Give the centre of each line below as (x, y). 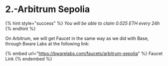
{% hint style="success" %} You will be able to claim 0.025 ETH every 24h (82, 23)
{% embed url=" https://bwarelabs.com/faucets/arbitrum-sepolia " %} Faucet (84, 53)
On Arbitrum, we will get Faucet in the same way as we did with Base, (77, 38)
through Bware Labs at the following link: (47, 43)
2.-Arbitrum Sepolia (48, 9)
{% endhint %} (21, 28)
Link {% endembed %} (29, 58)
